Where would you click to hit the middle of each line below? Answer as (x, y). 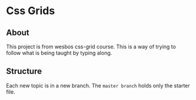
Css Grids (31, 11)
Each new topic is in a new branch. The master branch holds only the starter (98, 85)
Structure (24, 71)
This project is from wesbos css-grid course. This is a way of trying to (91, 46)
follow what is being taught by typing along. (59, 53)
